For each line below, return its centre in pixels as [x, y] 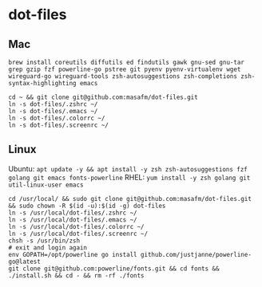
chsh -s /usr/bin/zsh [44, 241]
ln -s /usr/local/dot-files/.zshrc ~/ [73, 213]
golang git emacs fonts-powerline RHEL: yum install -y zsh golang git [129, 177]
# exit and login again [48, 248]
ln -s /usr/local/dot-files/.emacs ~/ [73, 220]
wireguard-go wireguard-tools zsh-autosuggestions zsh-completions [123, 77]
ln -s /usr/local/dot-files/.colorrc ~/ [77, 226]
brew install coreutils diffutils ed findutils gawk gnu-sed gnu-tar [127, 62]
